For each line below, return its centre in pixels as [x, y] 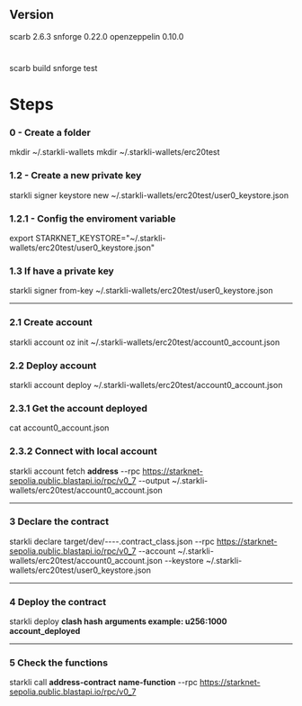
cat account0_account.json [59, 428]
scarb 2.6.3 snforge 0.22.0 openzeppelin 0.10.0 [97, 36]
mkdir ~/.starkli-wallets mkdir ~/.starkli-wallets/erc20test [115, 152]
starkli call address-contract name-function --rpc [103, 683]
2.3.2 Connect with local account [83, 451]
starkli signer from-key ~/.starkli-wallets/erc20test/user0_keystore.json [141, 291]
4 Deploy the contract [58, 602]
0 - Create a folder [50, 132]
